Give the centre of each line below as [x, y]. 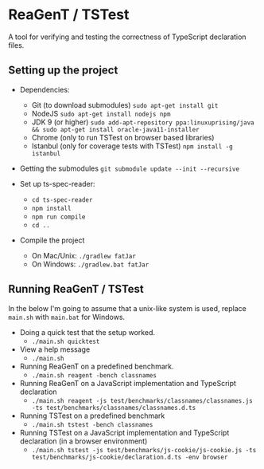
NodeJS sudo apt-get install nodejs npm [101, 113]
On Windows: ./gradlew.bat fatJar [90, 264]
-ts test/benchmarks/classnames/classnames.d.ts [114, 408]
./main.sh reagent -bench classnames [94, 375]
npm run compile [58, 217]
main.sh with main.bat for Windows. [67, 317]
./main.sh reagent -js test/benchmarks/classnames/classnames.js [142, 400]
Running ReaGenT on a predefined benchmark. [97, 366]
